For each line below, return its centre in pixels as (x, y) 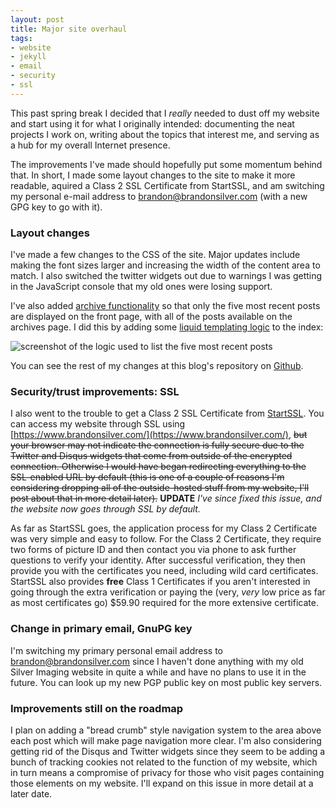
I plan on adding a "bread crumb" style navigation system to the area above (166, 730)
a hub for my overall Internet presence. (90, 145)
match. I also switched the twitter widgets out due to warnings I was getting (166, 276)
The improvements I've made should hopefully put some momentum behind (166, 164)
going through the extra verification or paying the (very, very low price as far (168, 592)
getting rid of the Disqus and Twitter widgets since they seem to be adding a (168, 751)
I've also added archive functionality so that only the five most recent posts (165, 306)
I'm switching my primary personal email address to (116, 650)
